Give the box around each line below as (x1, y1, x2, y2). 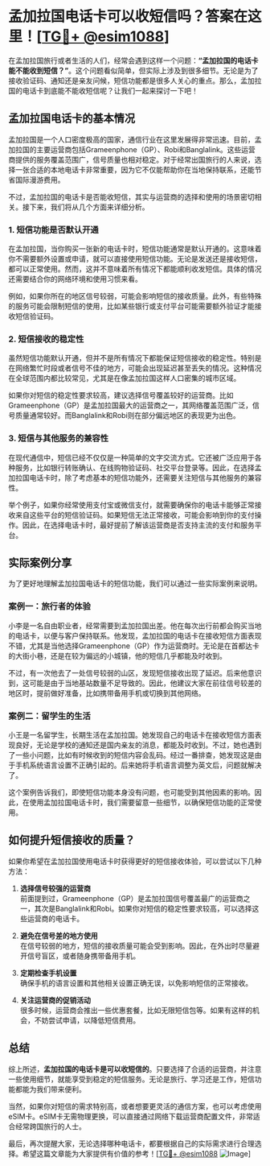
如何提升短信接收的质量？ (8, 833, 135, 847)
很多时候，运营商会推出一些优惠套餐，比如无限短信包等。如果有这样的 (19, 1005, 253, 1015)
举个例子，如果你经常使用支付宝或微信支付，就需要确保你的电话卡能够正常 (8, 500, 255, 510)
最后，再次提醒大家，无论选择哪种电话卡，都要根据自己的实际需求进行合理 (8, 1139, 255, 1148)
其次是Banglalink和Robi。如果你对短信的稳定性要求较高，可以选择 (34, 903, 252, 913)
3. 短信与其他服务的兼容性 (8, 432, 109, 444)
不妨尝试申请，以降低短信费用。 (34, 1015, 141, 1025)
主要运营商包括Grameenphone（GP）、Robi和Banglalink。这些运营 (35, 144, 256, 154)
